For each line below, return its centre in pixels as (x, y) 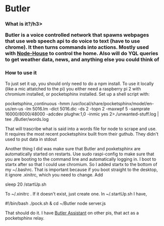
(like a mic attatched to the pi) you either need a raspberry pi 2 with (73, 88)
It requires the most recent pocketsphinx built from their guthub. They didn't (82, 134)
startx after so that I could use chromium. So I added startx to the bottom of (81, 164)
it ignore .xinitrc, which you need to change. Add (54, 174)
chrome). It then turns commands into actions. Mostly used (77, 47)
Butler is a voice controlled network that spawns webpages (77, 35)
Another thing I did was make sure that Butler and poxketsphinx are (73, 148)
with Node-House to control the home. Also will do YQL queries (82, 54)
